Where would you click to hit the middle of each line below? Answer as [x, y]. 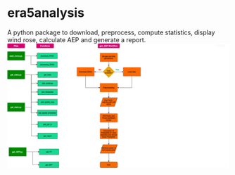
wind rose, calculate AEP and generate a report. [77, 39]
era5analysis [46, 13]
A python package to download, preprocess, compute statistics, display [111, 32]
